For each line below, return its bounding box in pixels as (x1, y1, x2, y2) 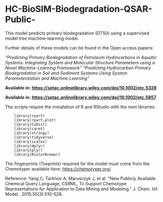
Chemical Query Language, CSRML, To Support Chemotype (5, 180, 127, 186)
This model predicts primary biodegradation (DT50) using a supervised (5, 30, 149, 36)
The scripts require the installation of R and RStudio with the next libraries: (5, 104, 156, 110)
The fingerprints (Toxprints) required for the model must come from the (5, 161, 150, 167)
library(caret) (14, 126, 45, 131)
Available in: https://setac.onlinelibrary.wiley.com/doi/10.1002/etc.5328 (5, 85, 157, 90)
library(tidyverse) (14, 135, 54, 140)
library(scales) (14, 139, 48, 144)
